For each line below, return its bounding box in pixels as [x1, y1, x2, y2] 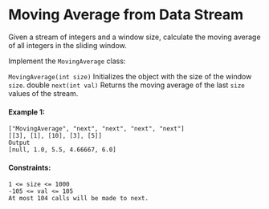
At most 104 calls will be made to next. [8, 195, 149, 203]
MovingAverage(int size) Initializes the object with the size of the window [8, 71, 252, 81]
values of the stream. [8, 88, 79, 98]
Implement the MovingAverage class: [8, 56, 126, 66]
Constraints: [8, 163, 51, 172]
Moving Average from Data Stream [8, 6, 244, 24]
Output [8, 139, 31, 147]
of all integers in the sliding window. [8, 40, 127, 50]
